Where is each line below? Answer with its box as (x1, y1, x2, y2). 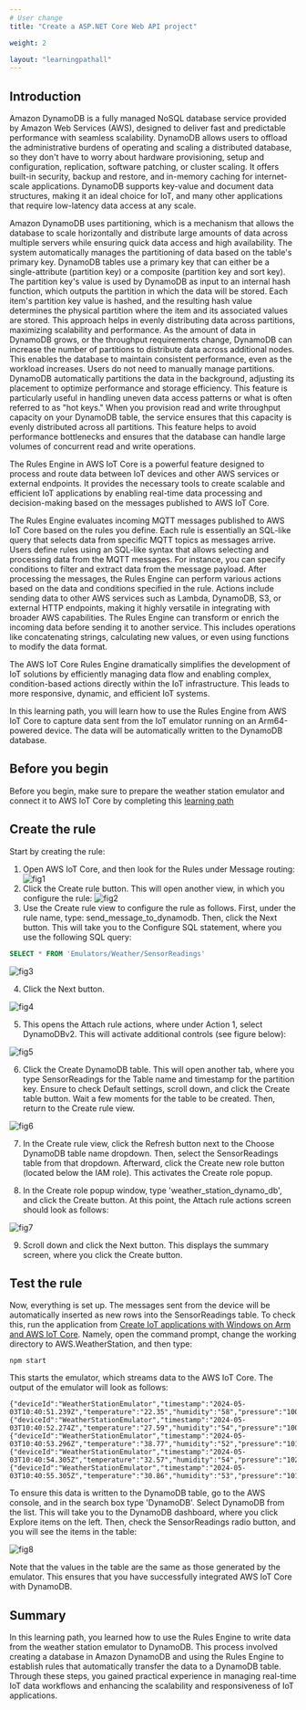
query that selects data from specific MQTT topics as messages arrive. (9, 535, 276, 546)
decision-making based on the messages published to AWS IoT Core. (9, 498, 270, 509)
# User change (9, 13, 64, 23)
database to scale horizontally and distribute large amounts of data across (9, 227, 289, 238)
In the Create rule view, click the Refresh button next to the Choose (22, 1138, 275, 1149)
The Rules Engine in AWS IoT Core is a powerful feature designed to (9, 458, 265, 470)
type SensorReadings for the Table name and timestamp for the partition (22, 1074, 295, 1085)
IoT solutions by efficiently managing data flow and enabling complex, (9, 668, 271, 680)
